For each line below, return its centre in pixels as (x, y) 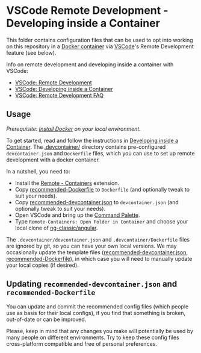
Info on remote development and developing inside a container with (90, 64)
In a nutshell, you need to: (38, 171)
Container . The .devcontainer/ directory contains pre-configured (86, 147)
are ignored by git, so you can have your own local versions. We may (91, 246)
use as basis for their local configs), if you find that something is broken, (96, 313)
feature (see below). (31, 52)
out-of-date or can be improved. (46, 319)
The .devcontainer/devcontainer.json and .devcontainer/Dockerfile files (98, 239)
